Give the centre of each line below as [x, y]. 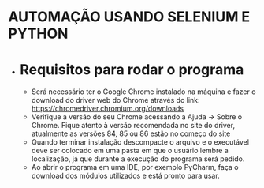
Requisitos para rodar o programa [132, 70]
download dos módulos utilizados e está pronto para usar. [125, 176]
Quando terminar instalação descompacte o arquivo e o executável [140, 142]
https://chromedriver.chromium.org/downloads [107, 109]
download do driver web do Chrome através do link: [115, 100]
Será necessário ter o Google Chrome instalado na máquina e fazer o [143, 92]
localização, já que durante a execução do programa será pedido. [138, 159]
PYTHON [38, 34]
